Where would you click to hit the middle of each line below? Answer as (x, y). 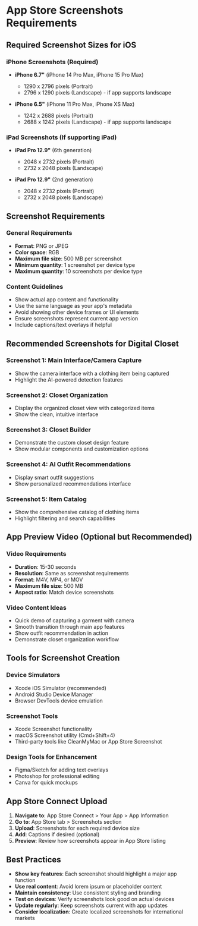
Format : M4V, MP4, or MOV (49, 579)
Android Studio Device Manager (54, 694)
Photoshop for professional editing (57, 776)
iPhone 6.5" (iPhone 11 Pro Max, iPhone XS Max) (75, 104)
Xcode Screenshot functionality (53, 729)
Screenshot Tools (32, 716)
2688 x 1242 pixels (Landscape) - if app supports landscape (98, 122)
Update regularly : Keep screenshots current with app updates (91, 905)
